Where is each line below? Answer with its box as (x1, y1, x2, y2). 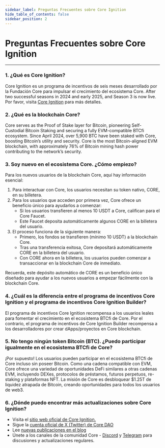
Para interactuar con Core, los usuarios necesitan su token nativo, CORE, (12, 187, 160, 193)
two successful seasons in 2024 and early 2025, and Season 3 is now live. (5, 93, 156, 99)
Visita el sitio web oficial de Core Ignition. (12, 416, 96, 422)
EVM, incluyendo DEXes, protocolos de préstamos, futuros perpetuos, (5, 371, 147, 377)
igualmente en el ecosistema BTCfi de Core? (5, 344, 113, 351)
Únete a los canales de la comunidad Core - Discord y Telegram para (12, 432, 152, 438)
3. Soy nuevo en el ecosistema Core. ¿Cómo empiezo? (5, 161, 137, 168)
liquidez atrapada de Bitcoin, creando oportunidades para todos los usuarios (5, 381, 160, 387)
